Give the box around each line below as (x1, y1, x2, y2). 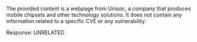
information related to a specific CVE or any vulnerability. (6, 18, 146, 24)
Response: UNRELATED (6, 29, 64, 36)
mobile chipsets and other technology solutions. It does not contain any (6, 11, 182, 18)
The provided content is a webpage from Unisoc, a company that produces (6, 5, 191, 12)
